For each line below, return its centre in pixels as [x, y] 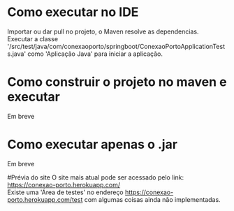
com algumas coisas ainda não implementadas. [153, 199]
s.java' [17, 54]
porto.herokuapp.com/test [45, 199]
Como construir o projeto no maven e [117, 82]
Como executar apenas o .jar [93, 145]
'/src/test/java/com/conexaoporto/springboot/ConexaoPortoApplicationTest [116, 46]
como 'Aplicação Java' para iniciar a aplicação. [95, 54]
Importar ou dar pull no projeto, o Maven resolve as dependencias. [103, 31]
